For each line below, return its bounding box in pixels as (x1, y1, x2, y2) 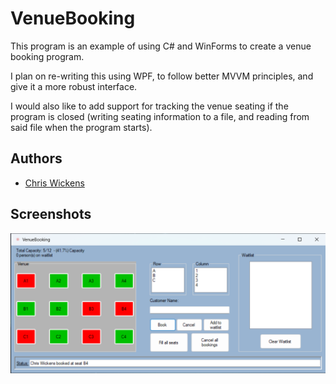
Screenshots (10, 206, 92, 223)
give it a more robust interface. (10, 80, 138, 92)
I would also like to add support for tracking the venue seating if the (10, 100, 289, 112)
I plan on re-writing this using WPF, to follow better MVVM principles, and (10, 70, 314, 82)
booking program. (10, 50, 85, 62)
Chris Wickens (24, 177, 85, 189)
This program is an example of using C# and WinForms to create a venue (10, 40, 312, 52)
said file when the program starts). (10, 121, 153, 133)
